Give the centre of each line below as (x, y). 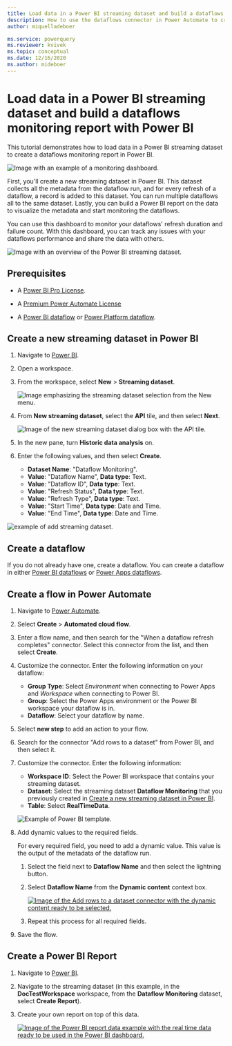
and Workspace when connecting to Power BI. (94, 693)
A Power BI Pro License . (51, 290)
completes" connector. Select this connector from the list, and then (113, 644)
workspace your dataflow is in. (71, 708)
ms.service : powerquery (41, 39)
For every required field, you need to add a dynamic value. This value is (119, 845)
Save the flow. (37, 934)
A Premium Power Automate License (69, 304)
